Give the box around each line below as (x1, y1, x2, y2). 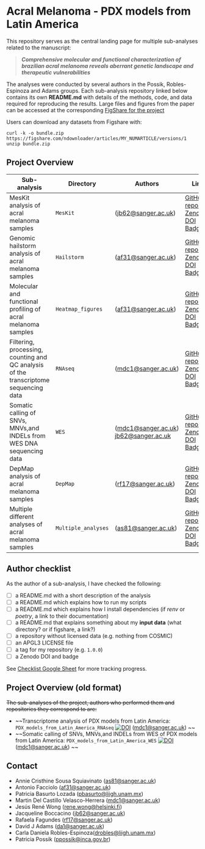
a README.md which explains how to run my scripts (15, 598, 147, 605)
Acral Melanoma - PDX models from (6, 4, 191, 18)
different (9, 512, 34, 521)
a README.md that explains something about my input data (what (15, 618, 182, 626)
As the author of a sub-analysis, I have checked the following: (6, 580, 162, 587)
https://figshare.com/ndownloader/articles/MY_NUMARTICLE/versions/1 (6, 135, 187, 142)
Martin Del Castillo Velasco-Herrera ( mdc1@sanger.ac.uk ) (15, 797, 160, 804)
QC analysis (9, 360, 44, 369)
